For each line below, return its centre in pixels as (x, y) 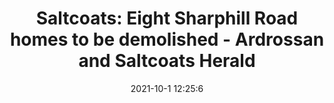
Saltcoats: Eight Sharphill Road (167, 18)
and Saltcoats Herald (167, 61)
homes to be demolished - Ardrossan (167, 39)
